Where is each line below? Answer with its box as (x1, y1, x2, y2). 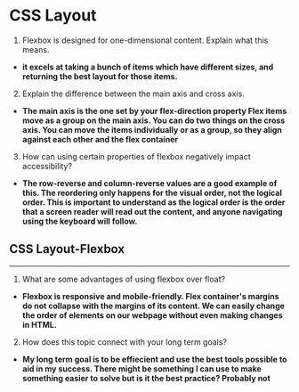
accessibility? (21, 160, 73, 171)
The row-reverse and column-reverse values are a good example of (21, 177, 278, 188)
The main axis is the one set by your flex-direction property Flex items (21, 105, 287, 116)
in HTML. (21, 319, 58, 330)
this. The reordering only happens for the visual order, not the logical (21, 187, 282, 198)
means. (21, 44, 50, 54)
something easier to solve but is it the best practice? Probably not (21, 372, 271, 383)
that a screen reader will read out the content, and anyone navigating (21, 206, 283, 216)
